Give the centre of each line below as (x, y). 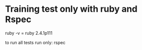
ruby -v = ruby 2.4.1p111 (29, 33)
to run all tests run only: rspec (35, 42)
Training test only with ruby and (71, 9)
